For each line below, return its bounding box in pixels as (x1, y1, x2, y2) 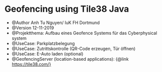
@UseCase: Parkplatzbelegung (11, 40, 75, 46)
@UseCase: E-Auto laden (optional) (11, 50, 84, 57)
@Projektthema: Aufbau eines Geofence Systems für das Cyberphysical (11, 30, 158, 36)
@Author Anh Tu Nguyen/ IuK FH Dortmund (11, 20, 100, 25)
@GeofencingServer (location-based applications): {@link (11, 56, 129, 62)
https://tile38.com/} (11, 61, 51, 67)
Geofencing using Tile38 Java (4, 3, 129, 15)
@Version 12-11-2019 (11, 24, 54, 30)
